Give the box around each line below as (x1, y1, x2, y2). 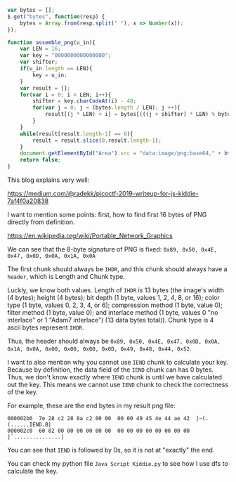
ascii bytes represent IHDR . (7, 323, 84, 332)
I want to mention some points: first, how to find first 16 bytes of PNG (7, 211, 207, 219)
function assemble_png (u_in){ (7, 39, 96, 46)
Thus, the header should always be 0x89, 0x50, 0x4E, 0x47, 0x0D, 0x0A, (7, 337, 221, 345)
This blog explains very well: (7, 176, 90, 184)
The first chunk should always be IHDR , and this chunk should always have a (7, 265, 228, 273)
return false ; (20, 157, 61, 164)
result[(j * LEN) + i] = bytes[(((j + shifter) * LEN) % (44, 111, 216, 118)
